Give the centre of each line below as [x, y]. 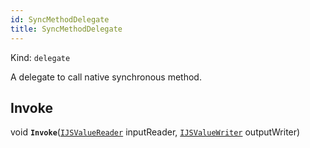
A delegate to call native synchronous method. [106, 77]
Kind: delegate [40, 57]
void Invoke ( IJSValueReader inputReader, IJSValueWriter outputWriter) [155, 132]
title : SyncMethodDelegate [66, 29]
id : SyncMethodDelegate [60, 19]
